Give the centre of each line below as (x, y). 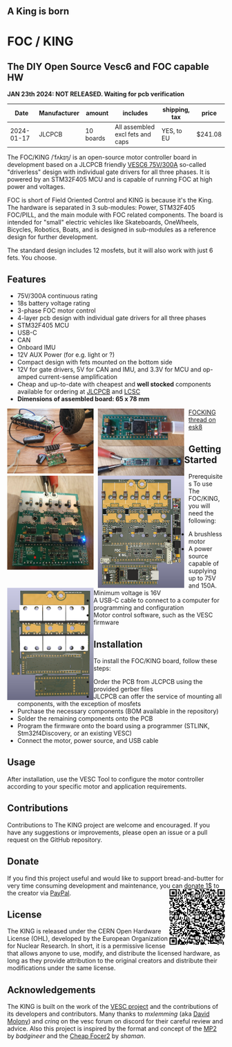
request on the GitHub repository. (55, 839)
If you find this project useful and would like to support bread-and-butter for (115, 878)
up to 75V (202, 579)
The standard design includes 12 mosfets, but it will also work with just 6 (110, 250)
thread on (202, 420)
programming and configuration (139, 608)
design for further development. (52, 237)
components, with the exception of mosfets (79, 704)
